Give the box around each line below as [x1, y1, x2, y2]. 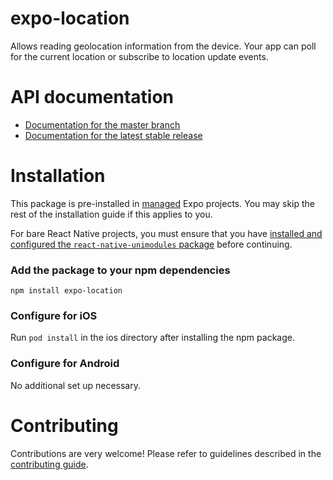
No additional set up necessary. [10, 379, 141, 391]
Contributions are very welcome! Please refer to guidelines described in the [10, 447, 322, 459]
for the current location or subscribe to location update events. [10, 50, 269, 62]
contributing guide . [10, 458, 89, 470]
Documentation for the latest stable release [24, 129, 203, 141]
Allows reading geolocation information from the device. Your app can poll [10, 40, 317, 52]
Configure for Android [10, 357, 120, 371]
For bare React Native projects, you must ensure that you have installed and [10, 227, 323, 239]
